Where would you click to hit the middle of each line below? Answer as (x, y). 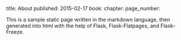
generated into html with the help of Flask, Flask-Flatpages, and (83, 26)
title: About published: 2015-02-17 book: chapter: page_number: (83, 8)
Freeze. (15, 32)
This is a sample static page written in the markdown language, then (88, 19)
